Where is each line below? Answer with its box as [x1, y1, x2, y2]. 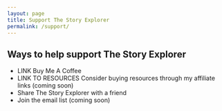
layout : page [7, 10, 45, 17]
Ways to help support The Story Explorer [7, 48, 187, 60]
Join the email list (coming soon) [17, 96, 111, 104]
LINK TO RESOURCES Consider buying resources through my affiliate [17, 74, 216, 83]
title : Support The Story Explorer [7, 17, 110, 23]
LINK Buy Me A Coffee [17, 67, 82, 75]
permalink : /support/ [7, 23, 70, 30]
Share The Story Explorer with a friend [17, 89, 127, 97]
